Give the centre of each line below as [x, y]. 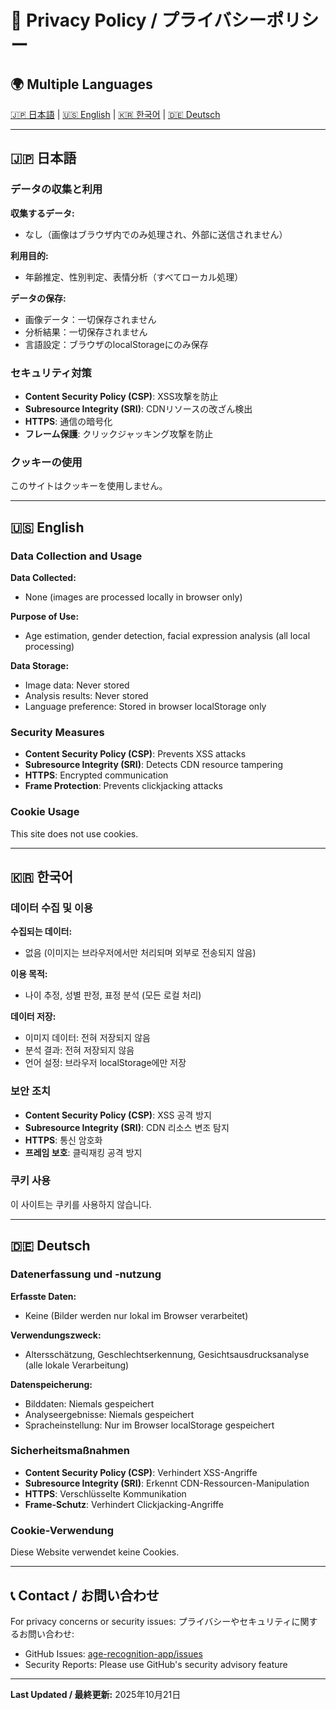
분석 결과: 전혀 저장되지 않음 [79, 1050]
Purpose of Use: [45, 616]
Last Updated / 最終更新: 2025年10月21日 [96, 1694]
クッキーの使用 [46, 462]
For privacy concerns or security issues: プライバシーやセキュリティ [151, 1621]
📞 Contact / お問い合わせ [85, 1595]
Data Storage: [40, 665]
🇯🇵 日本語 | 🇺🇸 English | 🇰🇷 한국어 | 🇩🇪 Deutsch [115, 114]
